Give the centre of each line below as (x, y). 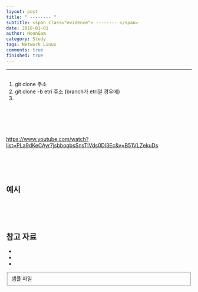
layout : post (22, 12)
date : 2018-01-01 (27, 28)
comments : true (25, 50)
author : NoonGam (26, 34)
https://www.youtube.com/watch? (47, 139)
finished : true (25, 55)
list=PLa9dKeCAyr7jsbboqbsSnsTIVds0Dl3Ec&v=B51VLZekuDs (82, 146)
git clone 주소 (31, 84)
